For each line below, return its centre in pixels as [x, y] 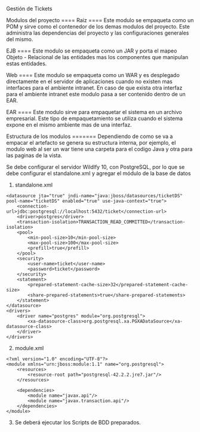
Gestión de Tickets [29, 9]
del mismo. [20, 39]
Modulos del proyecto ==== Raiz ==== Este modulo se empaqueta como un [100, 20]
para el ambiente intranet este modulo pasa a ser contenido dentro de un [96, 94]
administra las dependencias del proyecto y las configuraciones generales [98, 33]
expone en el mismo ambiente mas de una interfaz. [69, 125]
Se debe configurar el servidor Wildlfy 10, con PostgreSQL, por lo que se [96, 167]
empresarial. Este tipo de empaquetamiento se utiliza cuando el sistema [95, 118]
